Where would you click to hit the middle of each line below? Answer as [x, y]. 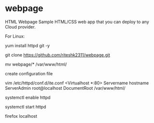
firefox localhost [21, 116]
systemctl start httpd [26, 107]
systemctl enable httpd [28, 97]
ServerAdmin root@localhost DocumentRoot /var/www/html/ [65, 88]
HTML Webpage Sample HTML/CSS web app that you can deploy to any [77, 22]
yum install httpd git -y [27, 45]
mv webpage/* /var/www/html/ [36, 64]
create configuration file [29, 73]
